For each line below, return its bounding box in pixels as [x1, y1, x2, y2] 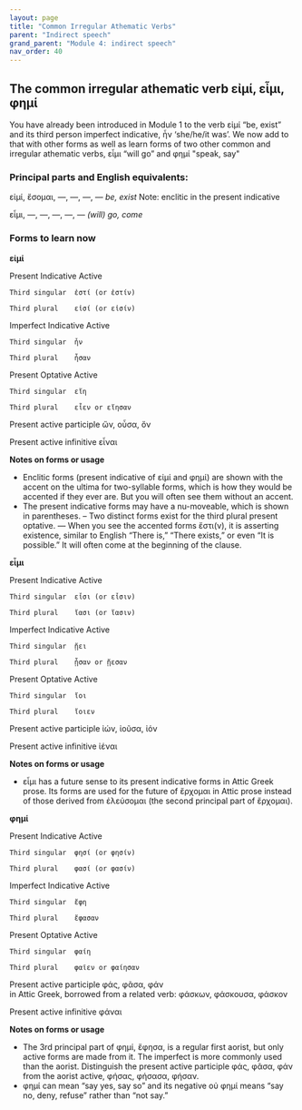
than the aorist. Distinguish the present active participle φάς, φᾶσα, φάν [22, 1061, 293, 1072]
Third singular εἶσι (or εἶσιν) [9, 592, 136, 601]
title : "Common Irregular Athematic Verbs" [9, 22, 177, 31]
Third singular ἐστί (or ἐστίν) [9, 288, 136, 297]
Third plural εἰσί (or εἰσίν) [9, 304, 136, 313]
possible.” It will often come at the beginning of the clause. [22, 539, 242, 550]
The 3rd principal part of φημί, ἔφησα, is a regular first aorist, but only [22, 1041, 284, 1052]
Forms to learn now [9, 232, 97, 245]
